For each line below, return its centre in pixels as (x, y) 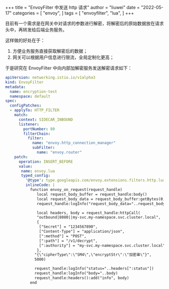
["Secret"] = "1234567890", (68, 227)
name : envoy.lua (38, 171)
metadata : (16, 87)
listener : (29, 124)
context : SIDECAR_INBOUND (46, 120)
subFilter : (44, 148)
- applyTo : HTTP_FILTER (34, 110)
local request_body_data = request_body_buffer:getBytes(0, (101, 199)
